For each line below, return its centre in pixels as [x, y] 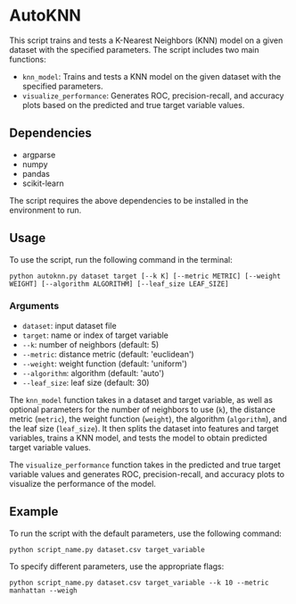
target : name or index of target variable [95, 335]
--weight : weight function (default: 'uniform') [104, 364]
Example [34, 512]
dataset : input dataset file [70, 325]
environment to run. [45, 210]
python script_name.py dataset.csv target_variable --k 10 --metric [139, 583]
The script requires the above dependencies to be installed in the [129, 200]
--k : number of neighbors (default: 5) [90, 344]
